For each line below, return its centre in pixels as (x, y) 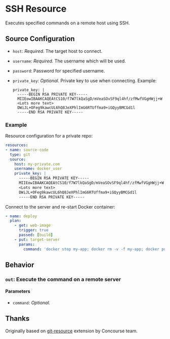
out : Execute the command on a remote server (63, 279)
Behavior (20, 265)
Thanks (17, 318)
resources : (17, 145)
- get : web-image (33, 226)
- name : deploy (21, 216)
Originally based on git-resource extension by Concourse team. (71, 331)
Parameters (18, 291)
